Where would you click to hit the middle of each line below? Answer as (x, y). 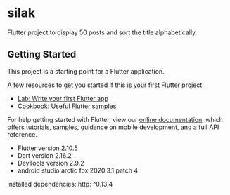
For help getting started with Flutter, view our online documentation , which (115, 119)
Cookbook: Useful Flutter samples (67, 106)
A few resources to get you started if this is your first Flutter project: (106, 85)
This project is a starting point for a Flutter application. (86, 71)
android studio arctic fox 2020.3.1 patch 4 (78, 170)
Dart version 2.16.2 (45, 155)
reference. (22, 134)
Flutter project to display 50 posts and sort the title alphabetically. (102, 32)
